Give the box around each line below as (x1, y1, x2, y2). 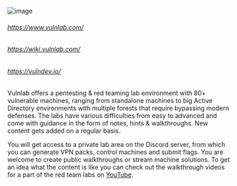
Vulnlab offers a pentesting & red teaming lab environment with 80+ (7, 89, 206, 97)
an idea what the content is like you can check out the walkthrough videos (7, 163, 226, 172)
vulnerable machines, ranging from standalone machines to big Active (7, 97, 213, 105)
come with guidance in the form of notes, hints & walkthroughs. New (7, 119, 209, 128)
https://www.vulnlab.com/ (7, 23, 84, 31)
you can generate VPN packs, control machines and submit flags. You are (7, 148, 224, 156)
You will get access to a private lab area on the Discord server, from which (7, 141, 226, 149)
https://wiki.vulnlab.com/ (7, 45, 80, 53)
